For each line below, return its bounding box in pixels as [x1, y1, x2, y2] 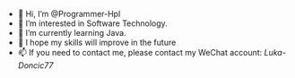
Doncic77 [17, 60, 54, 71]
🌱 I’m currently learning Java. [17, 28, 127, 38]
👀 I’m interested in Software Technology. [17, 18, 168, 29]
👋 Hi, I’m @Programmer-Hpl [17, 9, 121, 19]
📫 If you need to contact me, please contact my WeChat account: [17, 48, 263, 57]
